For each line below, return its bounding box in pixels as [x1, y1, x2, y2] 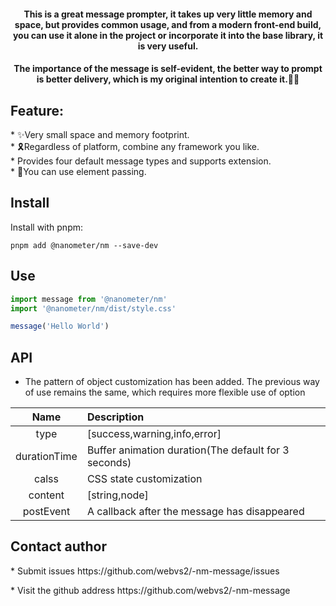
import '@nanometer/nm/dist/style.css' [10, 303, 177, 314]
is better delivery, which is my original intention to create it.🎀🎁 [36, 73, 300, 85]
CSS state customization [86, 472, 203, 486]
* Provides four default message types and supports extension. [10, 155, 272, 167]
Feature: [10, 102, 64, 119]
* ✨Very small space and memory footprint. [10, 129, 190, 140]
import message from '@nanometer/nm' [10, 294, 168, 304]
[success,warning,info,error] [86, 427, 222, 441]
